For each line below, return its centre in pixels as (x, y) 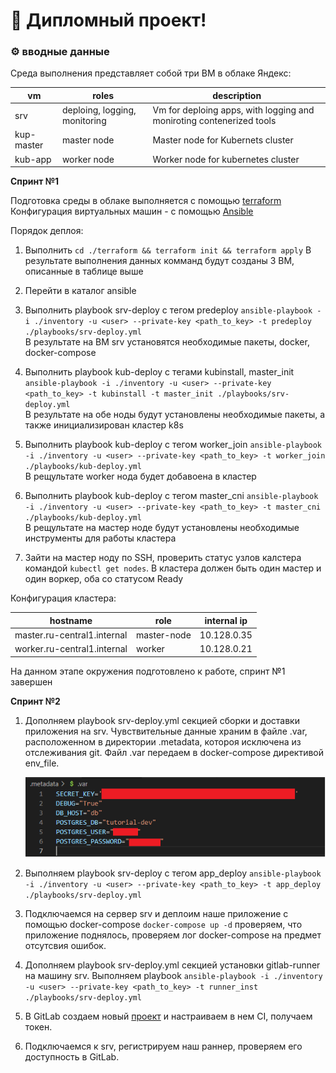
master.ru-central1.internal (71, 635)
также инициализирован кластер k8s (104, 425)
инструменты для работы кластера (100, 538)
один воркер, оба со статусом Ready (104, 579)
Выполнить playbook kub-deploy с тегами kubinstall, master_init (159, 372)
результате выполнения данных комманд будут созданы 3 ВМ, (159, 261)
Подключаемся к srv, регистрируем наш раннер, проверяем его (163, 1046)
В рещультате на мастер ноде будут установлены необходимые (162, 528)
